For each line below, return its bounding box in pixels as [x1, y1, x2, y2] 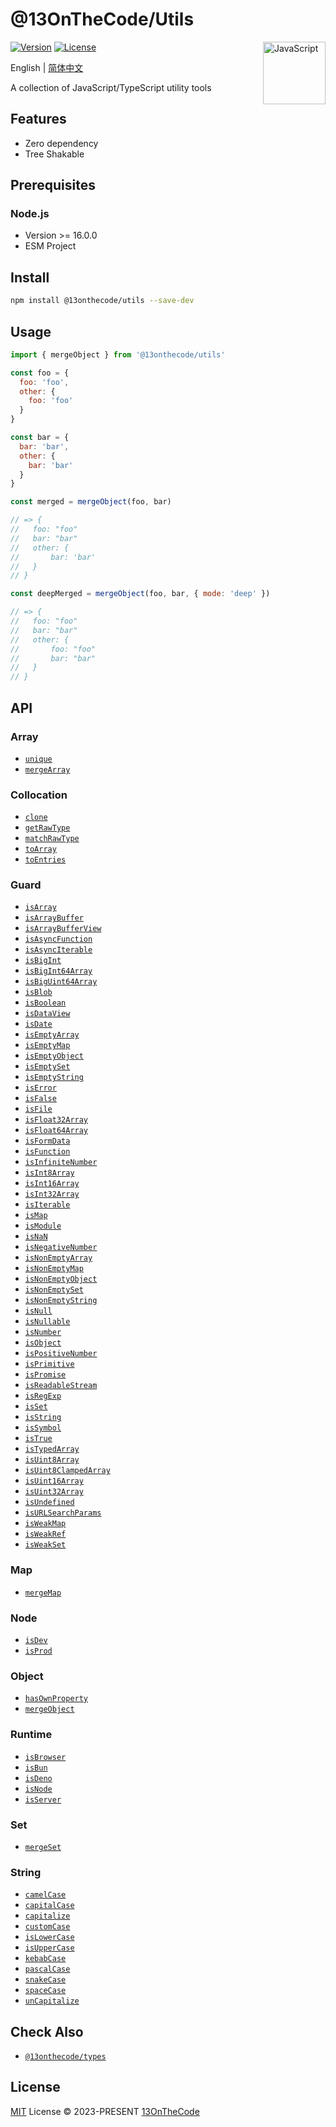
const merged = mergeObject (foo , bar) [10, 497, 172, 507]
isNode [24, 1784, 53, 1794]
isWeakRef [24, 1529, 67, 1540]
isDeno [24, 1773, 53, 1783]
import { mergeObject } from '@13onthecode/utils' [10, 349, 226, 360]
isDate [24, 1019, 53, 1030]
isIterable [24, 1200, 71, 1210]
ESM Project [24, 240, 77, 252]
